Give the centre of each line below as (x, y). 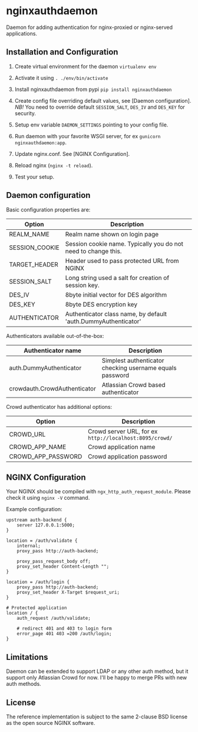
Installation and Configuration (62, 52)
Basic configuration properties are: (48, 209)
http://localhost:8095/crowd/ (130, 438)
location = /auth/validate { (42, 541)
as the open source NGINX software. (51, 723)
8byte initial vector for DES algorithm (116, 295)
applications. (22, 33)
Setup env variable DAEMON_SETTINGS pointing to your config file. (91, 125)
